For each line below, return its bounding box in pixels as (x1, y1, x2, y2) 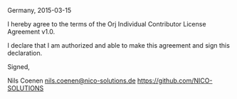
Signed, (7, 63, 30, 71)
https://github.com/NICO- (137, 76, 213, 85)
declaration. (7, 49, 43, 57)
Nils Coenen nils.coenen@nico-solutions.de (7, 76, 137, 85)
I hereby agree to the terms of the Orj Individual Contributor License (7, 20, 206, 28)
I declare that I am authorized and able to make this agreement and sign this (7, 41, 230, 49)
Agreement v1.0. (7, 28, 56, 36)
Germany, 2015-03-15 (7, 6, 72, 14)
